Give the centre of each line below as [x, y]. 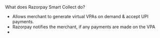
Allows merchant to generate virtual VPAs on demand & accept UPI [80, 16]
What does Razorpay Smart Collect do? [45, 7]
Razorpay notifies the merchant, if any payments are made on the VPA [84, 27]
